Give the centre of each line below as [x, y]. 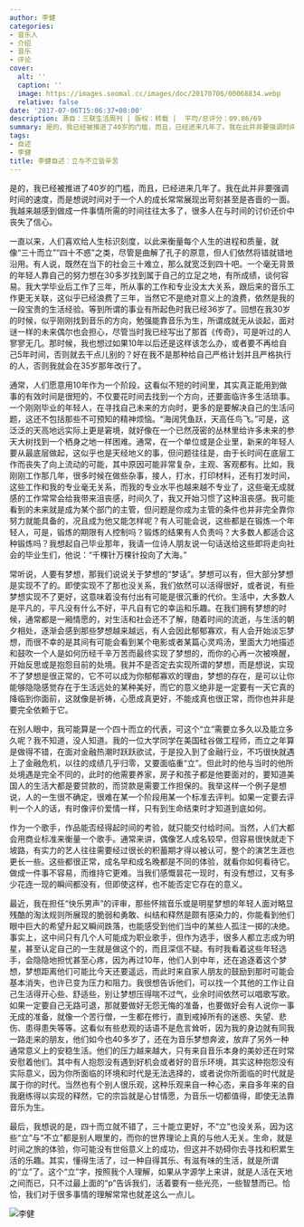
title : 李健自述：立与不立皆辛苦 [64, 161]
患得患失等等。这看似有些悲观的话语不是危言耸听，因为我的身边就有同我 [160, 1028]
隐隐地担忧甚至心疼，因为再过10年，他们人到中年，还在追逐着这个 [156, 960]
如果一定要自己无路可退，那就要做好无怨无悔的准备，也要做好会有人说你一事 [152, 1005]
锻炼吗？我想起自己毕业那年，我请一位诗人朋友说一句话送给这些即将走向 [152, 543]
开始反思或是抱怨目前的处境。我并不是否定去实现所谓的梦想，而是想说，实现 [152, 664]
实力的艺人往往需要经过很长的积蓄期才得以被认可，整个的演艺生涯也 [167, 850]
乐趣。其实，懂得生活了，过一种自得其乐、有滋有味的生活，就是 [144, 1160]
